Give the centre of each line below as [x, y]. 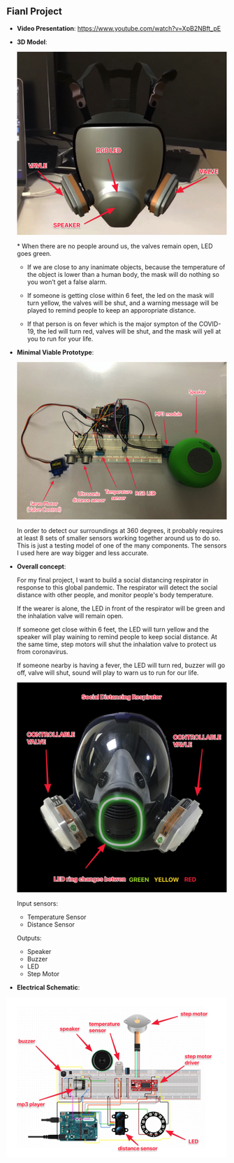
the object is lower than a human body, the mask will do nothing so [123, 274]
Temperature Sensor [57, 917]
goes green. [34, 253]
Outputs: [29, 938]
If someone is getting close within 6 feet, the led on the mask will [120, 295]
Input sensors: [37, 904]
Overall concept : [41, 566]
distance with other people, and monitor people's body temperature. [115, 595]
